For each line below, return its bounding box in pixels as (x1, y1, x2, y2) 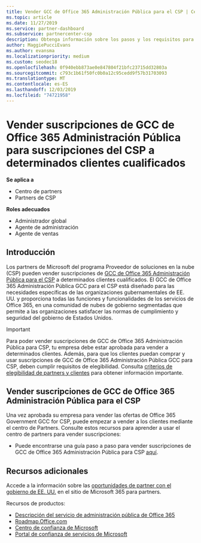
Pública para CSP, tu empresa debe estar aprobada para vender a (6, 344, 169, 351)
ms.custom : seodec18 (6, 59, 58, 65)
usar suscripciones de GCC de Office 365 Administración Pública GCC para (6, 356, 193, 363)
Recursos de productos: (6, 500, 66, 507)
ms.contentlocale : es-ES (6, 81, 68, 87)
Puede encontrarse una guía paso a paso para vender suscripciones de (14, 442, 191, 450)
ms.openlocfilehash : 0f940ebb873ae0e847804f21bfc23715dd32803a (6, 64, 167, 71)
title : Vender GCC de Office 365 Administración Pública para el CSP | (6, 8, 188, 15)
